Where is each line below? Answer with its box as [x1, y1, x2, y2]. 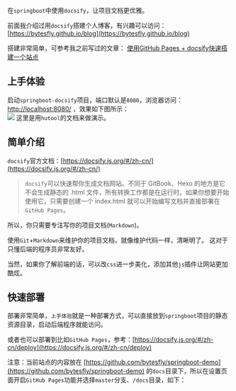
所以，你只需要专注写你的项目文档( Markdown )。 [7, 221, 143, 229]
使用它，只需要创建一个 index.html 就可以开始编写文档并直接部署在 [24, 197, 220, 205]
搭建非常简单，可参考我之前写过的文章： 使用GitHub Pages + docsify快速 [7, 44, 222, 52]
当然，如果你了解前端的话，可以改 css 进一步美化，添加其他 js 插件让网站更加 [7, 260, 228, 268]
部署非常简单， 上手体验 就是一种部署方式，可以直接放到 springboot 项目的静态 [7, 312, 228, 320]
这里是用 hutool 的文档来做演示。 [16, 113, 110, 122]
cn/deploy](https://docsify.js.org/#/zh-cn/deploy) [7, 343, 152, 352]
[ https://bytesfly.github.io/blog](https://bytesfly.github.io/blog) [7, 29, 190, 38]
